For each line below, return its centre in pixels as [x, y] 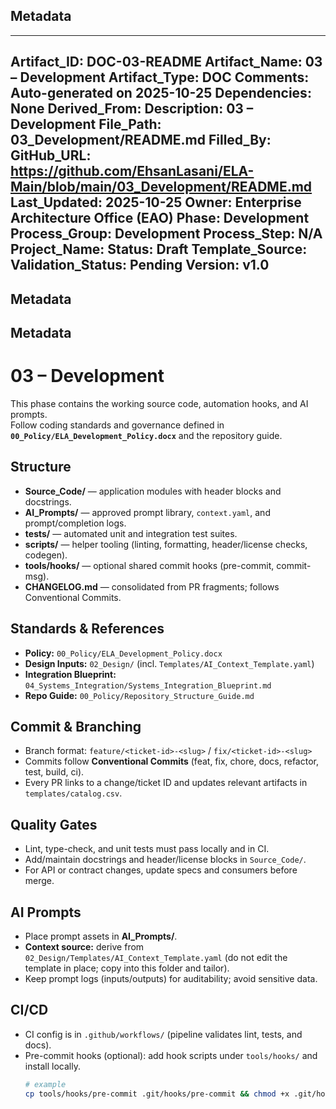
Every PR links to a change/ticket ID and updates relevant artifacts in [166, 783]
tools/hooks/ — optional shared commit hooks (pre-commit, [149, 565]
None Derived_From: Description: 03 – [132, 109]
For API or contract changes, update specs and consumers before [161, 870]
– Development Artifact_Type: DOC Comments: [160, 77]
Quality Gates [54, 824]
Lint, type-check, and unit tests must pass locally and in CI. [147, 849]
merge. [39, 881]
